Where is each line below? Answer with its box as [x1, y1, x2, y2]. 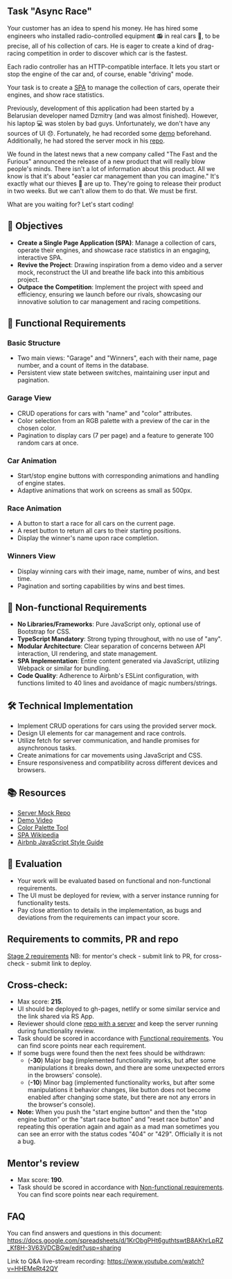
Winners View [7, 551, 56, 561]
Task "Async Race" [7, 6, 92, 17]
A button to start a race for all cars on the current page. [17, 519, 175, 528]
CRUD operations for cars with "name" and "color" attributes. [17, 409, 193, 418]
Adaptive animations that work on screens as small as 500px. [17, 486, 193, 494]
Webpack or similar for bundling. [17, 664, 111, 672]
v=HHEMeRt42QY [7, 1264, 59, 1273]
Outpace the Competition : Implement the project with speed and [17, 283, 204, 291]
